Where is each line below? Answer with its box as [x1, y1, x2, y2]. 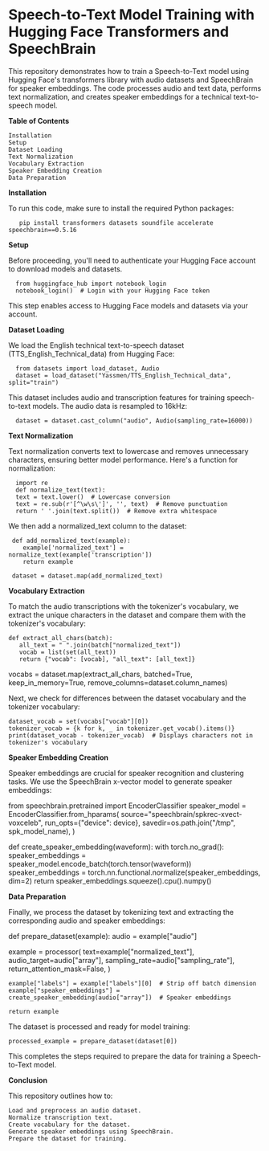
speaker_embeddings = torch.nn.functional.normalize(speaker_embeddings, [8, 867, 261, 877]
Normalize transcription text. [8, 1113, 113, 1121]
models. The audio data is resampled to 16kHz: [32, 401, 187, 410]
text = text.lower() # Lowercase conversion [15, 492, 171, 501]
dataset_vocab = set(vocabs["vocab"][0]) [8, 717, 149, 725]
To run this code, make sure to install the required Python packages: [8, 203, 234, 213]
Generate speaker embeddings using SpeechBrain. [8, 1127, 174, 1136]
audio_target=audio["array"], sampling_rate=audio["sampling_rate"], [8, 955, 235, 965]
